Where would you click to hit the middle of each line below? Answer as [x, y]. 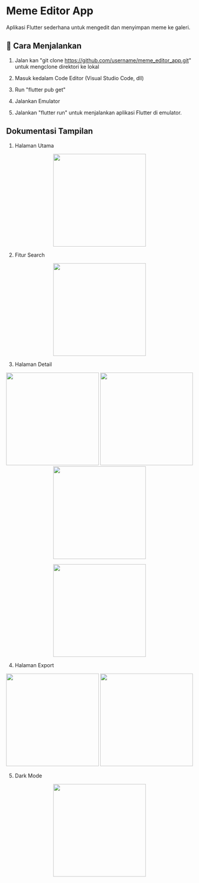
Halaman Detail [33, 364]
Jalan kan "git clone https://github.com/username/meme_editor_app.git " [103, 60]
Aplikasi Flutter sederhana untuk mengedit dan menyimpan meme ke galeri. [98, 27]
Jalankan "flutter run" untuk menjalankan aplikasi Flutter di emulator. [98, 112]
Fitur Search [30, 255]
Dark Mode [28, 776]
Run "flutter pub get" [40, 90]
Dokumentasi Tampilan [50, 131]
